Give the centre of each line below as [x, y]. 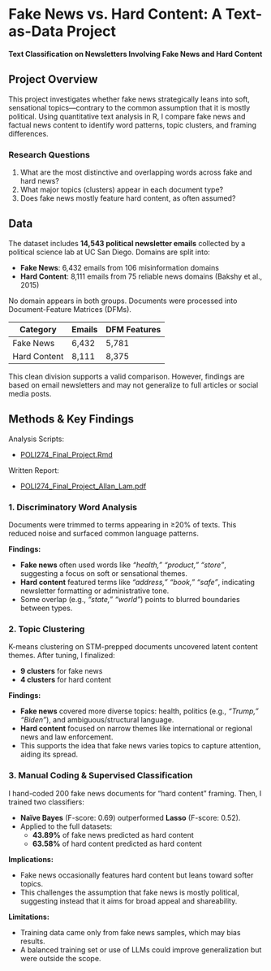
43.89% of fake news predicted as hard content [113, 834]
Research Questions [49, 154]
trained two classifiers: [47, 802]
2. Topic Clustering [47, 629]
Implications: [31, 859]
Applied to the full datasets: [66, 826]
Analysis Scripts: [37, 439]
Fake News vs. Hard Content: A [116, 14]
